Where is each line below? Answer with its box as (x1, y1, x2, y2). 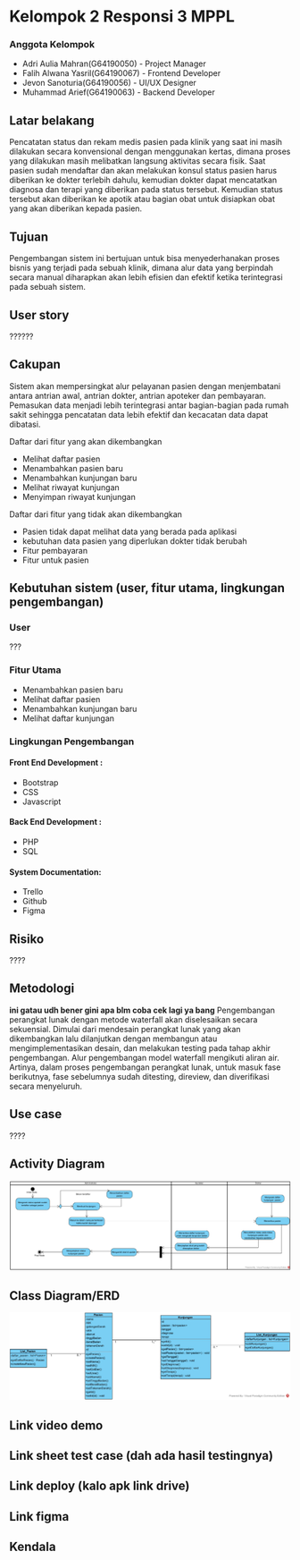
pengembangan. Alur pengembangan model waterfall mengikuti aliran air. (9, 1052, 279, 1063)
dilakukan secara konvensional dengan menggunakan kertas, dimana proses (9, 146, 291, 157)
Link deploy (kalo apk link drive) (9, 1479, 190, 1494)
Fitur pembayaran (21, 545, 87, 555)
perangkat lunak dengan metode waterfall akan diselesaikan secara (9, 1013, 258, 1025)
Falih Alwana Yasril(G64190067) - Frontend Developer (21, 68, 221, 79)
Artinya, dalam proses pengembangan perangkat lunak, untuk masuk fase (9, 1062, 281, 1072)
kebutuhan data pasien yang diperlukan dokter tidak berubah (21, 535, 247, 547)
